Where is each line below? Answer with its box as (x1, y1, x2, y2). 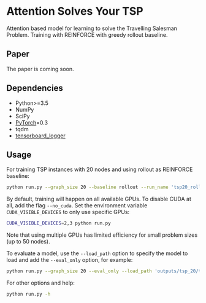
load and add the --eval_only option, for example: (6, 256, 133, 264)
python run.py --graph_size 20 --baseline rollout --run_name (6, 184, 169, 191)
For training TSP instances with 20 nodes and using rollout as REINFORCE (6, 166, 193, 173)
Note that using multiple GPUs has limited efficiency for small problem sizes (6, 231, 198, 239)
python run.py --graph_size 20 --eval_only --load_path (6, 268, 152, 274)
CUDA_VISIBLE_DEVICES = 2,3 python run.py (6, 220, 112, 226)
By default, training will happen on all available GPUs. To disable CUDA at (6, 195, 191, 203)
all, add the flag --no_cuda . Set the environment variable (6, 202, 148, 209)
